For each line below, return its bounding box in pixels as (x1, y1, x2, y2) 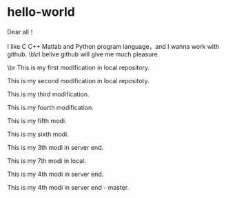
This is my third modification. (7, 90, 90, 98)
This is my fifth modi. (7, 116, 67, 124)
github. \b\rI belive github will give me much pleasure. (7, 49, 160, 58)
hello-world (7, 4, 76, 20)
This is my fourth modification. (7, 103, 94, 111)
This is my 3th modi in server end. (7, 143, 104, 151)
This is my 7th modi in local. (7, 156, 86, 165)
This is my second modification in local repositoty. (7, 76, 150, 85)
